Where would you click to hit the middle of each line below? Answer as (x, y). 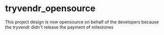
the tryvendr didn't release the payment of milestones (59, 27)
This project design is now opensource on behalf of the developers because (82, 22)
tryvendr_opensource (50, 9)
